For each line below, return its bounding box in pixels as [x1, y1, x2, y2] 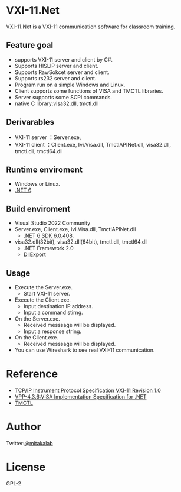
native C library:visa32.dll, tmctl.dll [14, 100, 99, 107]
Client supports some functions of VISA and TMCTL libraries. [14, 87, 163, 95]
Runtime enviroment [6, 164, 83, 174]
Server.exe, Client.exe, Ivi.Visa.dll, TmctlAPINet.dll [14, 226, 136, 233]
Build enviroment [6, 203, 71, 213]
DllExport [23, 251, 46, 258]
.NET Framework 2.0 [23, 245, 74, 252]
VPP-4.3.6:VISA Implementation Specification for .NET [14, 393, 147, 400]
